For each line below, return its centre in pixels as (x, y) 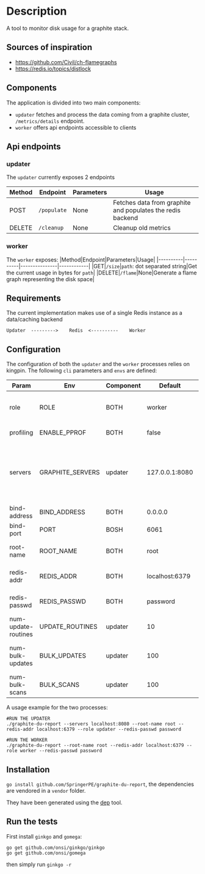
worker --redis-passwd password (61, 751)
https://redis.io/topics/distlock (53, 68)
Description (37, 11)
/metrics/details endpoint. (50, 121)
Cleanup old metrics (142, 228)
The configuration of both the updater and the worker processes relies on (98, 364)
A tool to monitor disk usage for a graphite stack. (68, 28)
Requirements (34, 298)
